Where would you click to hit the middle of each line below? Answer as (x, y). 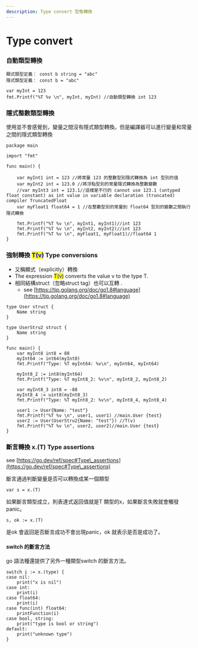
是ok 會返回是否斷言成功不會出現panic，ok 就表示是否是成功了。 (85, 532)
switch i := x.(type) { (35, 572)
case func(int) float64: (37, 608)
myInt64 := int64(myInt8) (49, 359)
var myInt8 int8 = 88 (43, 353)
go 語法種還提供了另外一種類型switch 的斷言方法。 (68, 561)
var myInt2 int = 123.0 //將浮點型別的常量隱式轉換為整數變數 (87, 184)
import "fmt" (22, 156)
